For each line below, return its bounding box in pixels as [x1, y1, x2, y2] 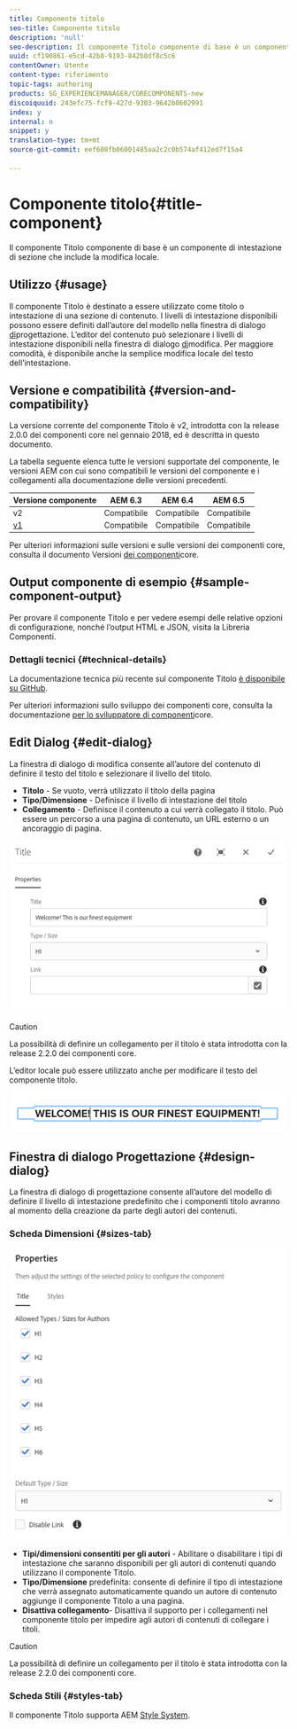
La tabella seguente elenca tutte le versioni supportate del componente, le [9, 457, 280, 467]
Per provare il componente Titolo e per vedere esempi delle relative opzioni [9, 612, 283, 622]
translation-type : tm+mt [9, 136, 101, 145]
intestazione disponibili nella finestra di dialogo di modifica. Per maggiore [9, 338, 274, 349]
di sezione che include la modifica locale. [9, 251, 160, 262]
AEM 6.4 [161, 495, 194, 505]
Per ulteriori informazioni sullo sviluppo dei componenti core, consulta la [9, 700, 273, 710]
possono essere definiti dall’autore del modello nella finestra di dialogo [9, 319, 267, 330]
